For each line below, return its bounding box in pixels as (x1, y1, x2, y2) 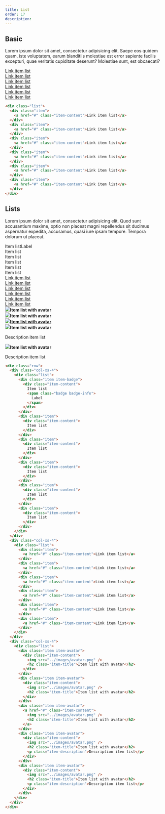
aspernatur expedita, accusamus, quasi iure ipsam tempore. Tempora (5, 228, 146, 234)
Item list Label (5, 243, 33, 249)
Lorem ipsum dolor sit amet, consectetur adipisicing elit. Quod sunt (5, 218, 141, 224)
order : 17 (5, 12, 26, 17)
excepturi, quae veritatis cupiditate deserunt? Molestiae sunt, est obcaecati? (5, 58, 160, 64)
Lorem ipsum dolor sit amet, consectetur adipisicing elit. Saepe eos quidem (5, 48, 158, 54)
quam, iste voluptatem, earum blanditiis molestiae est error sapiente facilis (5, 53, 156, 59)
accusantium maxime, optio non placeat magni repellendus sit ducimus (5, 223, 149, 229)
